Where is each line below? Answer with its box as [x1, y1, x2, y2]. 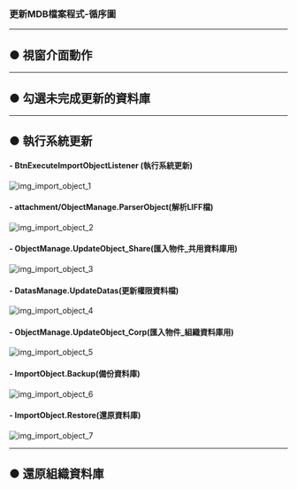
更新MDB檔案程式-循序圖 [9, 7, 117, 19]
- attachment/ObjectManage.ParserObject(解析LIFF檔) [9, 202, 214, 213]
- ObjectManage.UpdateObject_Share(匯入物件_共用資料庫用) [9, 244, 238, 254]
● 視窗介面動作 [9, 47, 93, 63]
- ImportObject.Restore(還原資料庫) [9, 410, 141, 421]
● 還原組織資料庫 [9, 467, 104, 482]
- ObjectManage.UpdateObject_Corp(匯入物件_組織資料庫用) [9, 326, 234, 338]
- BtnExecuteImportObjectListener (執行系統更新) [9, 159, 193, 170]
